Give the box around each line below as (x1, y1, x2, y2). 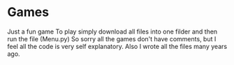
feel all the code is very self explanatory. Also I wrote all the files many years (7, 42, 228, 50)
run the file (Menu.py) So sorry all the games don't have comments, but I (7, 34, 217, 43)
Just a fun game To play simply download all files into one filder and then (7, 27, 218, 36)
